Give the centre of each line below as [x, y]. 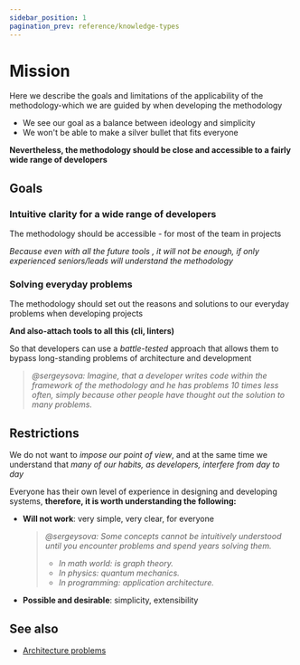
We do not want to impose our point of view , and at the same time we [139, 455]
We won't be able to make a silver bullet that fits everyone [130, 133]
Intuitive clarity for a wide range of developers [113, 214]
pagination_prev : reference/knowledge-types [94, 26]
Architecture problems [64, 651]
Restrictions [44, 433]
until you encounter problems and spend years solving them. [158, 546]
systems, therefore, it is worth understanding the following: [123, 501]
